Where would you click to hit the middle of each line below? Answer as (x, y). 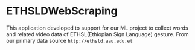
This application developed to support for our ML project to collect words (97, 28)
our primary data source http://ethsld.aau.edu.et (69, 40)
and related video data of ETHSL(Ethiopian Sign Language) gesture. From (97, 34)
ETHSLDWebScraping (62, 11)
